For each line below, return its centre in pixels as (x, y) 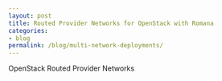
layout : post (30, 16)
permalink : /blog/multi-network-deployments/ (86, 46)
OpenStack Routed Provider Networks (72, 68)
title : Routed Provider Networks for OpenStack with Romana (111, 23)
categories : (28, 30)
